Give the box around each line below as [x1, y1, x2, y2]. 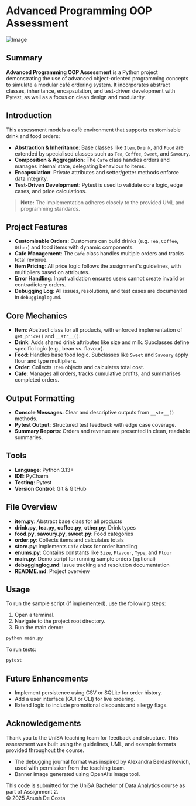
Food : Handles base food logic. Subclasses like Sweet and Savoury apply [14, 351, 188, 359]
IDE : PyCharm [14, 473, 49, 480]
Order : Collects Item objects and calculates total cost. [14, 364, 145, 371]
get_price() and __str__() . [14, 333, 81, 340]
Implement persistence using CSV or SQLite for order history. [14, 689, 163, 696]
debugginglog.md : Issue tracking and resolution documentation [14, 561, 170, 568]
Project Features [6, 222, 68, 232]
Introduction [6, 110, 53, 121]
